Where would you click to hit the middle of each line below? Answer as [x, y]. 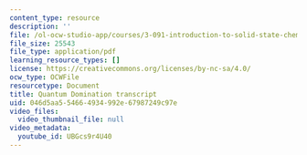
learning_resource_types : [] [65, 60]
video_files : [34, 111]
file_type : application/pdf [63, 52]
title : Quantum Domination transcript [83, 94]
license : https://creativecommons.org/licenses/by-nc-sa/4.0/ [130, 69]
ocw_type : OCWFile [44, 77]
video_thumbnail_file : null [71, 119]
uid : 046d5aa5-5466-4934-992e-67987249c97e [94, 103]
